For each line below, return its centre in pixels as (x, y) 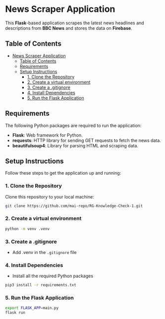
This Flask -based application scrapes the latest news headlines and (75, 23)
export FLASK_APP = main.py (32, 308)
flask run (15, 313)
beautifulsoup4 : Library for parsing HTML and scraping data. (75, 145)
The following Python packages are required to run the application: (73, 126)
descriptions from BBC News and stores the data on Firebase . (69, 28)
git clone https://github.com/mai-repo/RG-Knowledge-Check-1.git (74, 206)
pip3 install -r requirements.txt (41, 285)
